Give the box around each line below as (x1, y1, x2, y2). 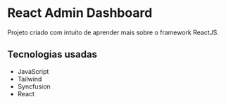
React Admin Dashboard (7, 5, 153, 21)
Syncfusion (17, 82, 51, 91)
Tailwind (17, 74, 42, 83)
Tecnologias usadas (7, 48, 97, 60)
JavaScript (17, 67, 49, 75)
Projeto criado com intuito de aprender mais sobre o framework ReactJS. (7, 28, 220, 37)
